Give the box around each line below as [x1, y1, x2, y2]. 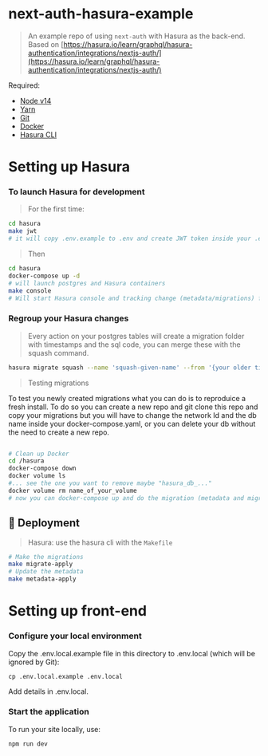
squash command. [27, 348, 89, 357]
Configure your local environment [8, 631, 142, 642]
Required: [8, 81, 41, 90]
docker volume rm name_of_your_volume [8, 486, 137, 494]
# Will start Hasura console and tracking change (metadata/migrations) [8, 294, 255, 302]
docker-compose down [8, 464, 77, 473]
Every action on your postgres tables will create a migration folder [27, 331, 245, 341]
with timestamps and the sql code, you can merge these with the [27, 340, 241, 349]
